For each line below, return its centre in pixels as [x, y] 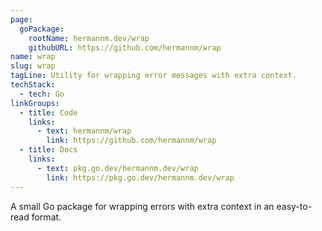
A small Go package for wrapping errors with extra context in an [142, 206]
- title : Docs [48, 150]
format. [46, 217]
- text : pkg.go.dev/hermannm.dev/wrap [117, 168]
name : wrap [33, 57]
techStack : [33, 85]
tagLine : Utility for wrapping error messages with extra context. [154, 76]
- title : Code [48, 112]
